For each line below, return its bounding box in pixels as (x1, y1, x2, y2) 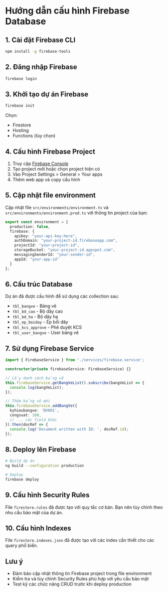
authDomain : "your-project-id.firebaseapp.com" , (14, 238, 118, 243)
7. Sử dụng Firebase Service (5, 344, 94, 353)
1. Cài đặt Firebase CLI (5, 36, 76, 44)
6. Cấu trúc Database (5, 280, 73, 288)
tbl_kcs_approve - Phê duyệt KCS (12, 324, 82, 331)
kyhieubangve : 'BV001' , (10, 408, 59, 413)
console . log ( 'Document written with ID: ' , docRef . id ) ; (10, 426, 129, 431)
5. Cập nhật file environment (5, 191, 96, 200)
